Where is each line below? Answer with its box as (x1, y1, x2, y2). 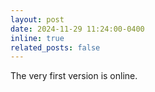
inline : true (10, 33, 65, 43)
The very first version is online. (10, 70, 138, 82)
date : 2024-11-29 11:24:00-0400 (10, 24, 145, 34)
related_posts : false (10, 42, 101, 53)
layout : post (10, 14, 65, 25)
